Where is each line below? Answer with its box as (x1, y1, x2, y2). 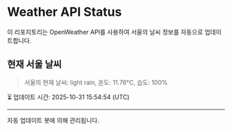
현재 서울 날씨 (7, 59, 62, 70)
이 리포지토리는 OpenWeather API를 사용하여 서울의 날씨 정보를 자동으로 (7, 28, 204, 36)
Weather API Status (7, 4, 122, 20)
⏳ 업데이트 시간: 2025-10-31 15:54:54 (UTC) (7, 92, 130, 101)
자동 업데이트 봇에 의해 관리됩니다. (7, 116, 99, 124)
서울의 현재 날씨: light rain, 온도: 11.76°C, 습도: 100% (23, 78, 168, 86)
